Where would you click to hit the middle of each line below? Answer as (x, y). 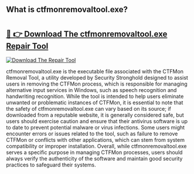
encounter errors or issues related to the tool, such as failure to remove (92, 134)
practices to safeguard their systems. (51, 165)
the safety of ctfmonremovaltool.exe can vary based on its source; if (89, 109)
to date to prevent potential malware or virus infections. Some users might (96, 127)
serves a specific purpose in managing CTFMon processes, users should (94, 152)
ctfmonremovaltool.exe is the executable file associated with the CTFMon (95, 71)
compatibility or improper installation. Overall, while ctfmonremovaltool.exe (96, 146)
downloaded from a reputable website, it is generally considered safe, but (95, 115)
